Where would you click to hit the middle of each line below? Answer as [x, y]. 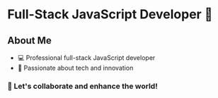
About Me [29, 41]
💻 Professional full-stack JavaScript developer [86, 58]
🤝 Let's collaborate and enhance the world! [82, 86]
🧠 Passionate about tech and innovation [75, 68]
